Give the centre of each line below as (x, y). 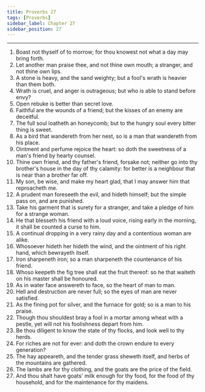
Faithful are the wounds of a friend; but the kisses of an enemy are (99, 110)
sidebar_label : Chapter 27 (41, 23)
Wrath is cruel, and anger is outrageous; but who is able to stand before (106, 91)
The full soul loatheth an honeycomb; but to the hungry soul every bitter (106, 123)
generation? (31, 350)
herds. (24, 337)
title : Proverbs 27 (32, 12)
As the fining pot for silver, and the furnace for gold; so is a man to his (103, 305)
